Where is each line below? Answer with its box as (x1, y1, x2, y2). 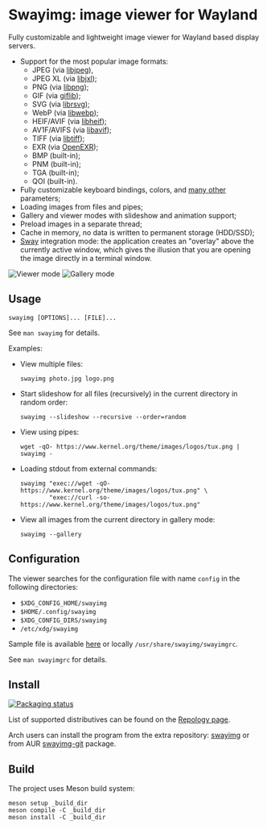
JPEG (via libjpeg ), (31, 64, 94, 74)
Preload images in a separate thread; (19, 219, 142, 229)
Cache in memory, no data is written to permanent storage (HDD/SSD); (19, 227, 255, 237)
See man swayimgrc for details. (8, 654, 108, 664)
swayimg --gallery (19, 530, 82, 538)
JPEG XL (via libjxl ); (31, 73, 98, 83)
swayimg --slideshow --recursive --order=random (19, 412, 187, 421)
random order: (19, 397, 68, 407)
